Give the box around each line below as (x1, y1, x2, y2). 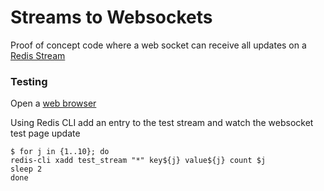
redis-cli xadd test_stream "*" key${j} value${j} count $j (10, 156, 267, 166)
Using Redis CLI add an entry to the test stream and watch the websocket (10, 117, 314, 129)
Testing (10, 74, 48, 88)
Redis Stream (10, 49, 66, 61)
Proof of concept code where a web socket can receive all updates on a (10, 39, 307, 51)
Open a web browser (10, 97, 97, 110)
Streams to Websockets (10, 6, 213, 29)
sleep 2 (10, 164, 43, 175)
